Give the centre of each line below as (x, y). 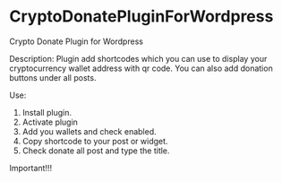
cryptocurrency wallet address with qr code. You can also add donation (141, 68)
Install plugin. (47, 112)
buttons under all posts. (53, 77)
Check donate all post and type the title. (96, 151)
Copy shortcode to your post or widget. (95, 141)
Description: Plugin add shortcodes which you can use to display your (138, 58)
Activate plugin (50, 122)
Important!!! (30, 168)
